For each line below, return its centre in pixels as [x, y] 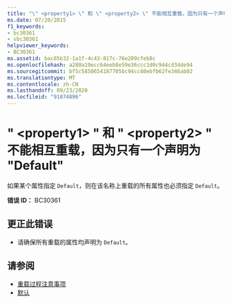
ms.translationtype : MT [41, 78]
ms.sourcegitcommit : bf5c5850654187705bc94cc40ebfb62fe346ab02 [100, 71]
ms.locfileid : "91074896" [44, 97]
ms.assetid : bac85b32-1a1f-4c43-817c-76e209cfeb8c [81, 59]
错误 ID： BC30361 [34, 200]
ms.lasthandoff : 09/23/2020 [48, 90]
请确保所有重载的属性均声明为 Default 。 [74, 242]
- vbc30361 [23, 39]
